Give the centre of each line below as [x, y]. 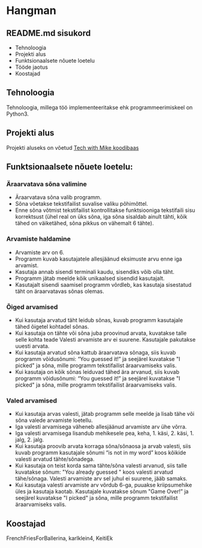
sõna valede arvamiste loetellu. [54, 420]
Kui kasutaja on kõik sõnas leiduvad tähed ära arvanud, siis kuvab [97, 371]
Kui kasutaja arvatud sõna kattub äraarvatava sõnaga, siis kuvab [95, 352]
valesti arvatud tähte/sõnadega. [55, 459]
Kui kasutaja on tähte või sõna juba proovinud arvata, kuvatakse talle [101, 333]
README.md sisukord [49, 33]
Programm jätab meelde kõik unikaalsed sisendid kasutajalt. [90, 278]
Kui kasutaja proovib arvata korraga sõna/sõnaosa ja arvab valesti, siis [103, 446]
